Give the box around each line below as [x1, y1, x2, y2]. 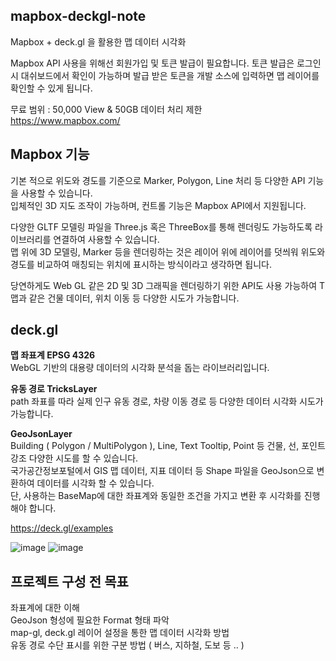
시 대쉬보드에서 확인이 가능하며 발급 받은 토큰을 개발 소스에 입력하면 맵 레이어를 [10, 69, 320, 81]
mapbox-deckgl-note [10, 8, 147, 25]
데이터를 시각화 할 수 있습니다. [36, 477, 155, 489]
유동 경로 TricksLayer [10, 383, 98, 395]
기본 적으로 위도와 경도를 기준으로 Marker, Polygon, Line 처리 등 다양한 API [10, 174, 306, 186]
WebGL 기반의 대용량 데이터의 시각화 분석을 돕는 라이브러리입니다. [10, 362, 270, 374]
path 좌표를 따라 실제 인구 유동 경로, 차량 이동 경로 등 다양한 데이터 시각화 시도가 [10, 395, 324, 408]
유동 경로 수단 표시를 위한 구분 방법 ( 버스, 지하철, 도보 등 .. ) [10, 639, 245, 651]
